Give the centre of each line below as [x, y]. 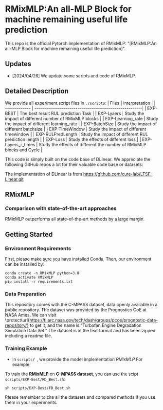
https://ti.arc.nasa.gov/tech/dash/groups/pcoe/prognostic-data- [94, 320]
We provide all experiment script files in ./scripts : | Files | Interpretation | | [80, 103]
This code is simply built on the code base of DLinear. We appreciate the [78, 159]
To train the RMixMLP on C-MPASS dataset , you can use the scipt [72, 374]
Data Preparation [26, 294]
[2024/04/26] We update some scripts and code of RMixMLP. [74, 76]
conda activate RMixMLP [29, 277]
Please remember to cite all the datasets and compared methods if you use [80, 397]
